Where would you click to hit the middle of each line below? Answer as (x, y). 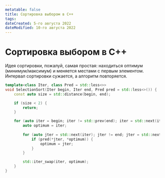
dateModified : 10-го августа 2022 (41, 28)
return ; (30, 108)
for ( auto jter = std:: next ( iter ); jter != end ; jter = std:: (88, 135)
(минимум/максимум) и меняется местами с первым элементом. (74, 71)
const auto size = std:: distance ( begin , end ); (62, 94)
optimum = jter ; (57, 144)
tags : (11, 19)
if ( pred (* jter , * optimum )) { (62, 139)
